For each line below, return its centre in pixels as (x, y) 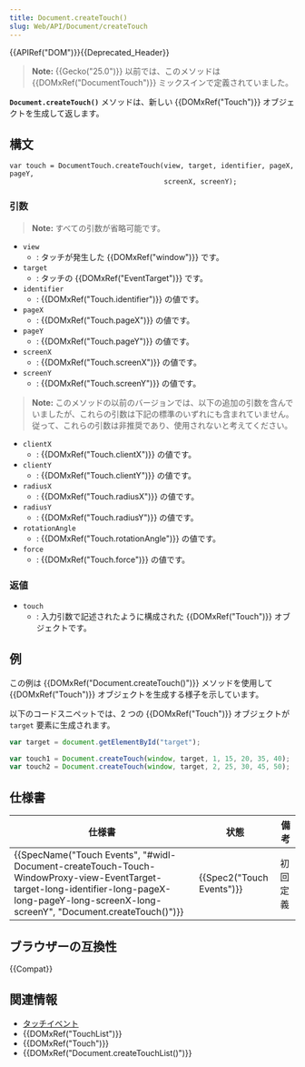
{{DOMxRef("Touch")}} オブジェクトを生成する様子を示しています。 (137, 694)
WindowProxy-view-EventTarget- (88, 878)
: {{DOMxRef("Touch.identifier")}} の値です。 (120, 299)
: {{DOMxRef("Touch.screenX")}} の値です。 (118, 362)
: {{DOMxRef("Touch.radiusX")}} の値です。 (118, 496)
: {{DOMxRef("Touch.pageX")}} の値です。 (115, 320)
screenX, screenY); (201, 182)
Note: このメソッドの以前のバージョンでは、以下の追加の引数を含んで (162, 402)
